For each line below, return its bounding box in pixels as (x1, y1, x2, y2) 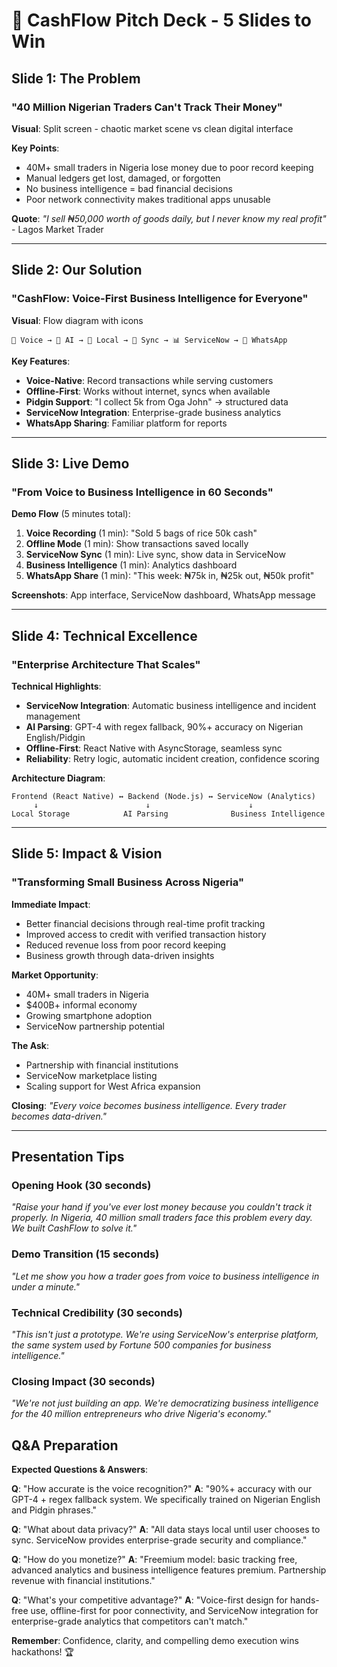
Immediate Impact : (11, 898, 91, 910)
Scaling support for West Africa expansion (25, 1080, 201, 1092)
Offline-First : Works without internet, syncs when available (25, 385, 271, 397)
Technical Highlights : (11, 680, 102, 692)
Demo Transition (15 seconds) (11, 1247, 160, 1261)
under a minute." (11, 1280, 81, 1293)
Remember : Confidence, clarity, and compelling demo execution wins (11, 1635, 299, 1647)
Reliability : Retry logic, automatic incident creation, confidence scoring (25, 752, 320, 764)
